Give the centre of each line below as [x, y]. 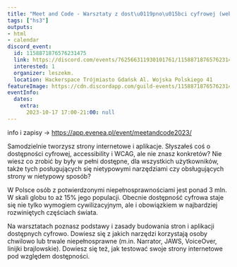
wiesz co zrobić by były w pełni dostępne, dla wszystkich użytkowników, [113, 161]
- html [17, 34]
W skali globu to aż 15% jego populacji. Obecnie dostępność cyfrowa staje [116, 197]
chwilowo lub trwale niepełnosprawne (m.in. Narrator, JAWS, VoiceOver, [112, 241]
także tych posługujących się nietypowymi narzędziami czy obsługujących [116, 168]
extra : [30, 106]
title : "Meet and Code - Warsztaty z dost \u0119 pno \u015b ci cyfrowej [112, 14]
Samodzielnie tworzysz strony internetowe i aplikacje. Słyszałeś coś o [109, 146]
